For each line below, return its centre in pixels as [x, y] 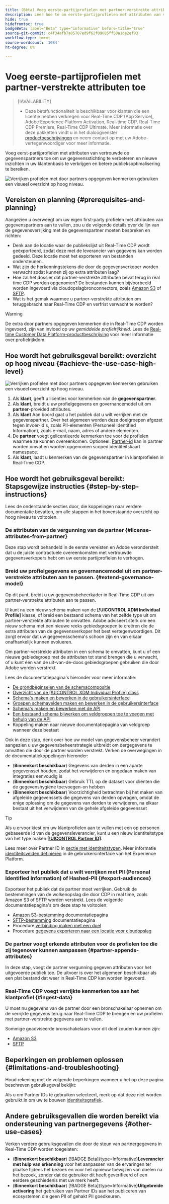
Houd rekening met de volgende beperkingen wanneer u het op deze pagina [84, 1080]
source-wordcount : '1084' [32, 43]
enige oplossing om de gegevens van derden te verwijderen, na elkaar [85, 802]
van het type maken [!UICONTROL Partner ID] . [54, 838]
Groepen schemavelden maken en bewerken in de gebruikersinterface [86, 703]
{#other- [138, 1124]
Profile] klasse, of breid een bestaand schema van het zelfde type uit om [81, 615]
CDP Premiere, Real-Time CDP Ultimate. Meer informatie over [89, 127]
